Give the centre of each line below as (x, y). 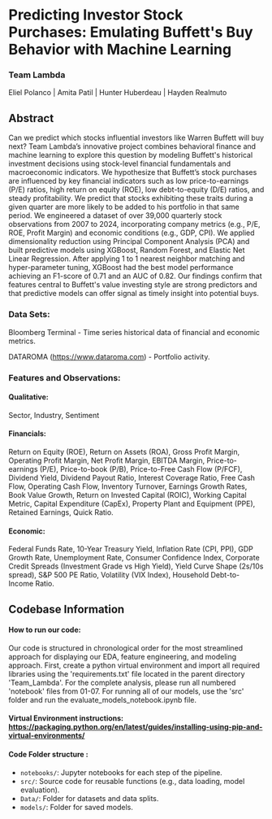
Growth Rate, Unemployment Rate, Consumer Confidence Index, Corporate (134, 558)
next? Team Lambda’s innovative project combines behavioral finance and (132, 146)
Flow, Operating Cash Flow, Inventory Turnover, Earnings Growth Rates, (128, 486)
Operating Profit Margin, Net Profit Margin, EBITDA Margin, (107, 460)
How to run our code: (45, 630)
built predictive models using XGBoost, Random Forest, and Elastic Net (127, 250)
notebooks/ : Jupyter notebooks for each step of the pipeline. (121, 772)
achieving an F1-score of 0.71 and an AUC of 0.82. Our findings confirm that (135, 276)
